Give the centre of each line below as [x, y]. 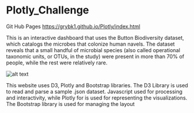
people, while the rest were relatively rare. [57, 63]
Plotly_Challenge [48, 10]
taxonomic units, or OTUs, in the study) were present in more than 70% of [95, 56]
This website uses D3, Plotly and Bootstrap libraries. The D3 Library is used [97, 85]
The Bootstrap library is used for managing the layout [70, 104]
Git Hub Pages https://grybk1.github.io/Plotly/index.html [73, 26]
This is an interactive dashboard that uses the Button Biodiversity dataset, [95, 37]
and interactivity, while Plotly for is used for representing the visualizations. [97, 98]
